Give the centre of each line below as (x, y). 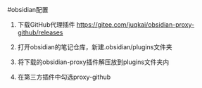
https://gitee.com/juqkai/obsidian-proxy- (135, 25)
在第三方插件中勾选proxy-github (64, 77)
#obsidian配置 (28, 10)
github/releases (40, 32)
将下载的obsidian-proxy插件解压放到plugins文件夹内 (93, 62)
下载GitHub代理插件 (46, 25)
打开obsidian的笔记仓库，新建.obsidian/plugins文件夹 (95, 47)
